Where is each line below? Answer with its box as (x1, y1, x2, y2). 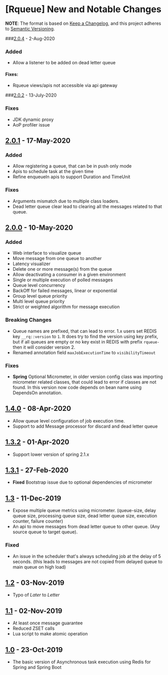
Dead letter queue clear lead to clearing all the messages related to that (12, 203, 162, 209)
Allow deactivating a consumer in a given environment (12, 272, 126, 278)
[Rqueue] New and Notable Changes (5, 4, 162, 15)
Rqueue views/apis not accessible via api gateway (12, 82, 118, 89)
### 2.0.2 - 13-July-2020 (5, 92, 57, 98)
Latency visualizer (12, 261, 51, 267)
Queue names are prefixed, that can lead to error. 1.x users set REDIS (12, 328, 157, 334)
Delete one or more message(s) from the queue (12, 266, 112, 272)
